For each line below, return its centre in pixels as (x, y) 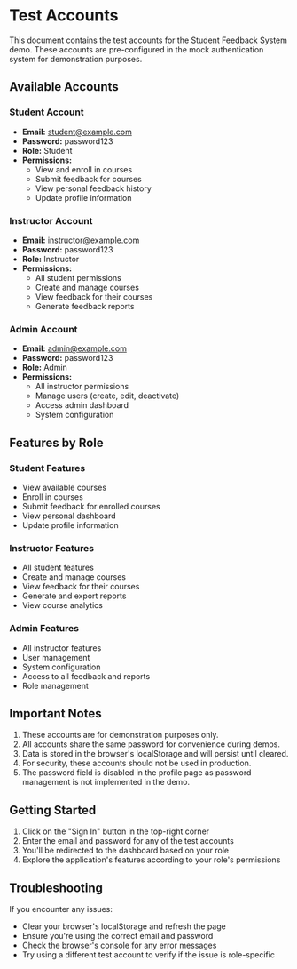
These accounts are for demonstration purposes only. (120, 735)
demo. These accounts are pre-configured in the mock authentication (137, 49)
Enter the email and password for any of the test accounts (128, 841)
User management (56, 657)
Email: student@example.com (77, 132)
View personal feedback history (94, 188)
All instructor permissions (82, 387)
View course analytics (63, 605)
